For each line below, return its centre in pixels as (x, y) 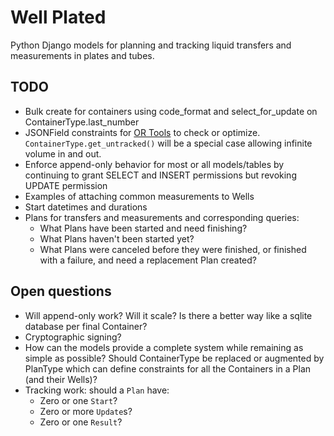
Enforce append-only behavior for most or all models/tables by (154, 164)
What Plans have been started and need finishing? (143, 228)
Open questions (61, 291)
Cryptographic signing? (73, 337)
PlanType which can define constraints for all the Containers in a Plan (168, 368)
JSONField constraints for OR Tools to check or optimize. (142, 132)
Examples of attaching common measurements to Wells (139, 196)
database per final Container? (86, 326)
